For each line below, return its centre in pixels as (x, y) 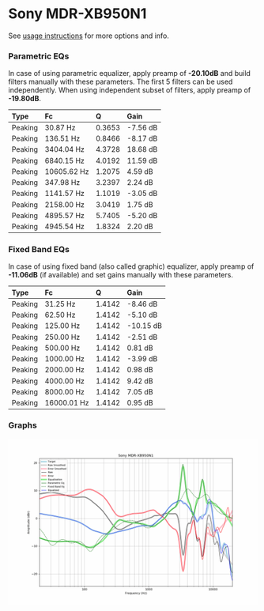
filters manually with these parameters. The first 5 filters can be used (121, 82)
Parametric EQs (39, 56)
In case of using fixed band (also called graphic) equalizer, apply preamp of (131, 266)
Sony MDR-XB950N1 (77, 14)
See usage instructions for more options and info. (89, 36)
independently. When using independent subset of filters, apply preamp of (130, 90)
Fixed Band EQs (39, 249)
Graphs (23, 425)
